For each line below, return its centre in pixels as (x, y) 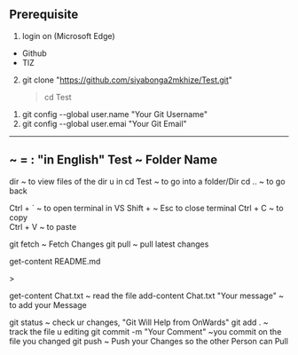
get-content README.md (55, 261)
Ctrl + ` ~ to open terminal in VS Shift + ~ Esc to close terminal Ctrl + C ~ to (146, 208)
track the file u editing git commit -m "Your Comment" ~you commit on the (145, 331)
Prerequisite (44, 15)
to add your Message (48, 304)
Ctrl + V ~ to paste (43, 226)
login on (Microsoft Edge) (68, 35)
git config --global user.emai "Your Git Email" (105, 123)
